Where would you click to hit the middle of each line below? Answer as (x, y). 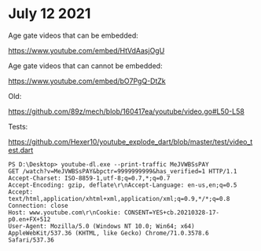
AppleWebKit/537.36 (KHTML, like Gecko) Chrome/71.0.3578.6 (109, 233)
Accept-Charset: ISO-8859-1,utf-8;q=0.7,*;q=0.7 (89, 178)
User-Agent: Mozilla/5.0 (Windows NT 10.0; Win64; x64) (101, 226)
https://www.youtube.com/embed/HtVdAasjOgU (86, 50)
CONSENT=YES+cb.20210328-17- (172, 213)
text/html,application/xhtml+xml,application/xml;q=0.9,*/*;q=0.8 (119, 198)
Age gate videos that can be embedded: (74, 35)
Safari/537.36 (31, 240)
